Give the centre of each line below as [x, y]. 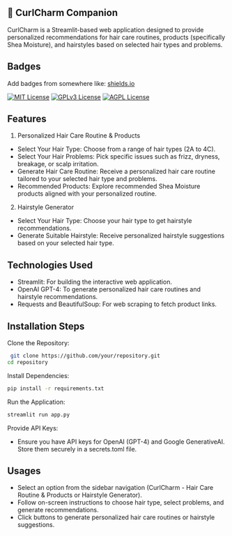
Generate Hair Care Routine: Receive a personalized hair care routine [116, 171]
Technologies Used [50, 265]
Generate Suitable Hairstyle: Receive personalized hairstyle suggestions [121, 236]
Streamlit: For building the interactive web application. [95, 282]
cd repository [28, 362]
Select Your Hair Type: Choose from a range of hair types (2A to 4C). [116, 149]
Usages [24, 471]
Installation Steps [46, 326]
